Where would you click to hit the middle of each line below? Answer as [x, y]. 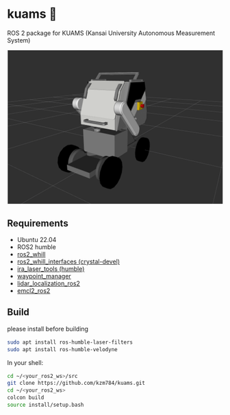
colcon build [26, 398]
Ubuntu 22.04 [37, 240]
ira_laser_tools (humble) [51, 269]
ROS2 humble [36, 247]
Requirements [38, 223]
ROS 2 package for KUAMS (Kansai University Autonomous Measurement [111, 33]
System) [19, 40]
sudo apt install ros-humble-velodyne [62, 349]
